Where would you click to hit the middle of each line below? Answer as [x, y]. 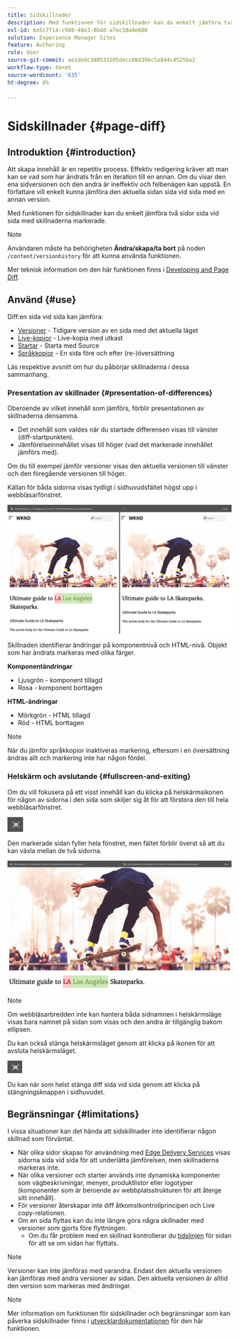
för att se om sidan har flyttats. [73, 1243]
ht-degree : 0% [28, 82]
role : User [23, 53]
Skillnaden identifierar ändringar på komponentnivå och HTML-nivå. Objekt [117, 645]
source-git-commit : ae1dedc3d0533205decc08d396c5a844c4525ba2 [101, 60]
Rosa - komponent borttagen [60, 688]
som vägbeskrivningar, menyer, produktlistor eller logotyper [105, 1183]
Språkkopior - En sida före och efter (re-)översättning [96, 353]
